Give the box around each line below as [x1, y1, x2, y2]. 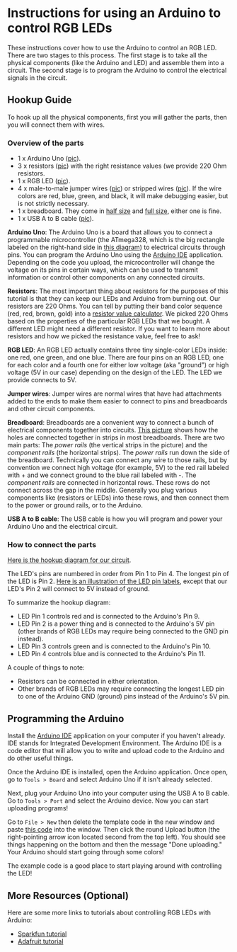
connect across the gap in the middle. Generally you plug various [7, 486, 197, 495]
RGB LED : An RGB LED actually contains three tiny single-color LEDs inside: [7, 345, 228, 355]
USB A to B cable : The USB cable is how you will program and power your [7, 515, 223, 523]
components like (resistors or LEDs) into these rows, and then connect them [7, 493, 229, 502]
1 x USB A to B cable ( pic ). [17, 214, 94, 223]
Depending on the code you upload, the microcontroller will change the [7, 258, 215, 267]
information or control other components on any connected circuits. [7, 273, 205, 282]
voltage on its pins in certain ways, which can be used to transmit [7, 265, 198, 274]
